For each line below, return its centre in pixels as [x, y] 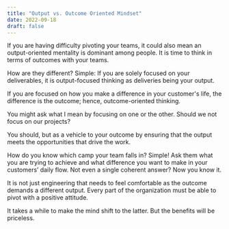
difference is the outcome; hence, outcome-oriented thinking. [94, 101]
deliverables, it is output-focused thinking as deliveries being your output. [111, 81]
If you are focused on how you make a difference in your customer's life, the [114, 94]
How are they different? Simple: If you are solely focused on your [98, 73]
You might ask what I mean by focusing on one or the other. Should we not [112, 114]
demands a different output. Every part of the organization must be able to [112, 190]
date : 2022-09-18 [32, 20]
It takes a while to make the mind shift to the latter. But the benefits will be [111, 211]
